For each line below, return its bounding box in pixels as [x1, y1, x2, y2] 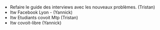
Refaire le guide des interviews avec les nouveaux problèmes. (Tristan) [9, 4, 156, 10]
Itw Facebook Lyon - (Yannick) [9, 9, 73, 15]
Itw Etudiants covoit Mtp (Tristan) [9, 15, 79, 20]
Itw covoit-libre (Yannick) [9, 20, 62, 26]
